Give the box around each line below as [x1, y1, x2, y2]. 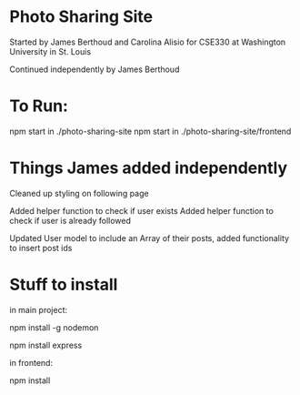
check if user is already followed [9, 215, 132, 226]
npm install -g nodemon [9, 321, 99, 333]
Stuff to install [9, 275, 118, 295]
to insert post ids [9, 242, 73, 253]
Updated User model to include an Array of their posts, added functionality [9, 232, 289, 243]
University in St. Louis [9, 46, 92, 56]
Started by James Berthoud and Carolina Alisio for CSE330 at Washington [9, 36, 286, 47]
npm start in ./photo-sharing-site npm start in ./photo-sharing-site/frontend [9, 126, 292, 137]
